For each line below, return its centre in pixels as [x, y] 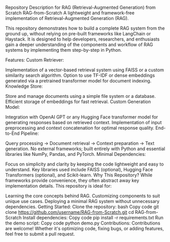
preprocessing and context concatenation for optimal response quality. [80, 128]
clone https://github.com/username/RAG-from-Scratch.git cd [70, 212]
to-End [13, 133]
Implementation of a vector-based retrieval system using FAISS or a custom [85, 70]
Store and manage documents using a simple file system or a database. [81, 96]
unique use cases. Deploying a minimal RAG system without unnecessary [82, 201]
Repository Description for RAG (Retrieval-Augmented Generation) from [80, 7]
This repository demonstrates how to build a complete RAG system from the [85, 28]
